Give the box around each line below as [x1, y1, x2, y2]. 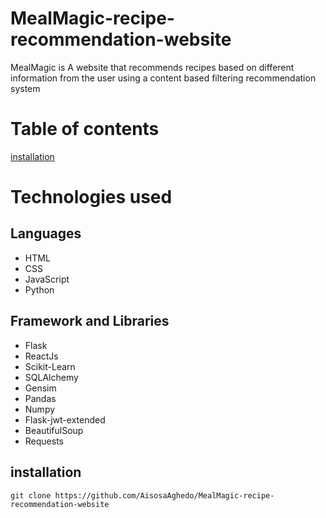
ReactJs [24, 350, 59, 362]
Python [24, 283, 55, 296]
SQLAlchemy [24, 371, 79, 383]
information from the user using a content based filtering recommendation [10, 72, 317, 84]
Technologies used [10, 186, 173, 209]
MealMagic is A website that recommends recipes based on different [10, 61, 295, 73]
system [10, 82, 41, 94]
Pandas [24, 392, 57, 404]
